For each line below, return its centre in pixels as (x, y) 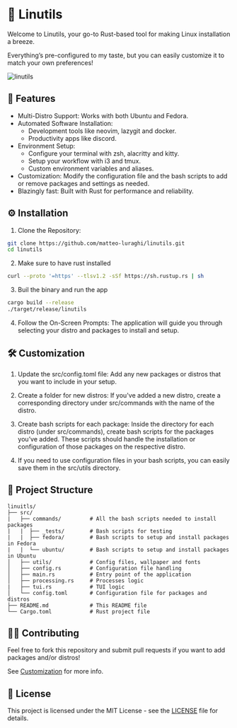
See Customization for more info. (56, 671)
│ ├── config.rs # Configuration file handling (94, 568)
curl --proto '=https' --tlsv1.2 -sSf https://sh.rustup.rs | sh (105, 276)
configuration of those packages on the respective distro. (101, 446)
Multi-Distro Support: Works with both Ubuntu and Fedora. (103, 115)
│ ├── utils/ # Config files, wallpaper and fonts (104, 562)
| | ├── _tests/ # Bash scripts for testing (90, 531)
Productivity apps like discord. (72, 138)
